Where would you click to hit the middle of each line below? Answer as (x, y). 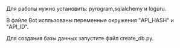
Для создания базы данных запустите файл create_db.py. (80, 38)
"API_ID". (18, 27)
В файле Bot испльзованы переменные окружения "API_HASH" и (90, 20)
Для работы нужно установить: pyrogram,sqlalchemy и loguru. (86, 9)
